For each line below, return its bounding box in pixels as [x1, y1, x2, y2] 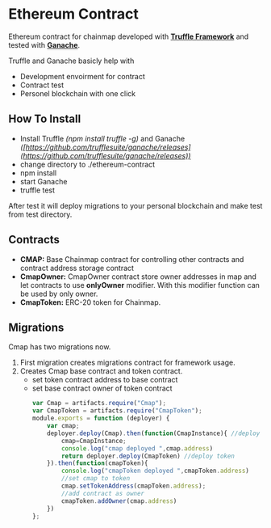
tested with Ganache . [8, 40, 81, 49]
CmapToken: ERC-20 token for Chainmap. [19, 297, 161, 307]
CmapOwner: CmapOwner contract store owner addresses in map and [19, 272, 256, 281]
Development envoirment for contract [19, 71, 145, 81]
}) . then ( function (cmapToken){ [47, 459, 148, 467]
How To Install [8, 112, 81, 126]
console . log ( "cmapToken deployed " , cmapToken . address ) [60, 467, 250, 475]
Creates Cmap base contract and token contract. [19, 366, 183, 376]
